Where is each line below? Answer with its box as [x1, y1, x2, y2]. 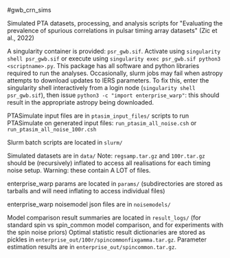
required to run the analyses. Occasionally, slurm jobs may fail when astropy [7, 69, 223, 77]
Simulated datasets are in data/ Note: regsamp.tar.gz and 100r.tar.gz [7, 151, 205, 160]
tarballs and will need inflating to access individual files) [7, 187, 165, 195]
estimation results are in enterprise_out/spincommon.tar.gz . [7, 243, 177, 250]
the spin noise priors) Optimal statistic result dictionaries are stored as [7, 228, 206, 236]
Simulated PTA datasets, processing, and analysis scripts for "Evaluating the [7, 19, 223, 27]
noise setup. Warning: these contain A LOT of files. [7, 166, 151, 174]
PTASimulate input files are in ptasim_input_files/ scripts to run [7, 111, 189, 120]
